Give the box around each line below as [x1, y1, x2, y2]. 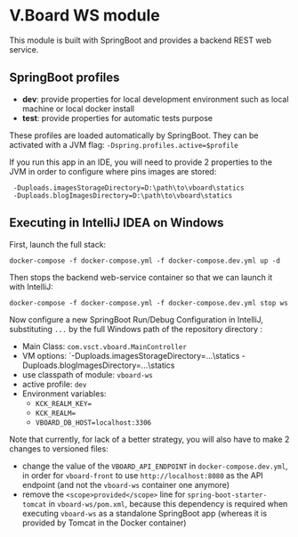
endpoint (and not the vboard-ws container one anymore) [21, 479, 230, 490]
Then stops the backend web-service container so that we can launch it [9, 272, 273, 282]
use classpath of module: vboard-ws [21, 369, 153, 379]
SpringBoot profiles [9, 70, 120, 85]
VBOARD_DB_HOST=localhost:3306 [35, 418, 152, 427]
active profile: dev [21, 378, 87, 389]
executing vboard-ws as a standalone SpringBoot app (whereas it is [21, 508, 268, 518]
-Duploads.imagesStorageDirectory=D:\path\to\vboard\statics [12, 183, 245, 192]
